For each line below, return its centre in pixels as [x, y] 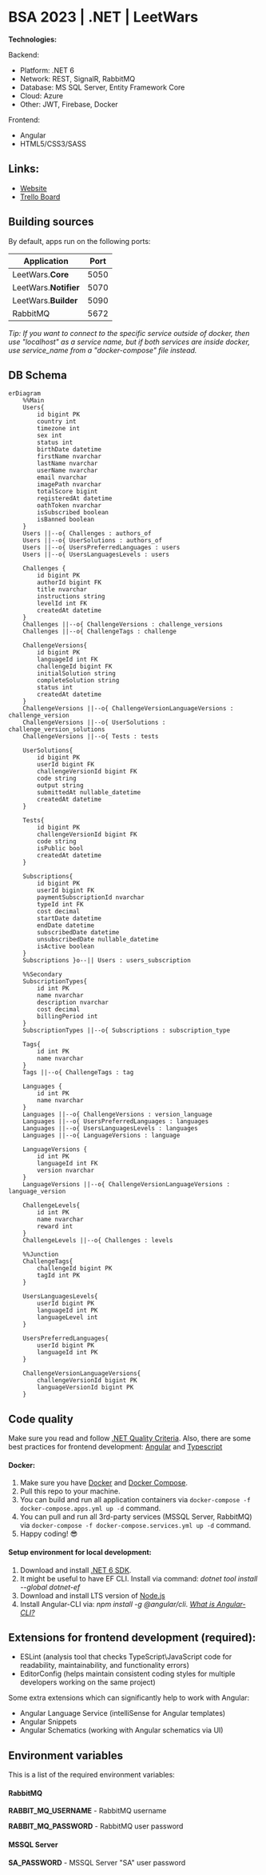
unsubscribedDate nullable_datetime [98, 940]
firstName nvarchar [69, 457]
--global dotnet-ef [50, 1587]
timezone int [59, 429]
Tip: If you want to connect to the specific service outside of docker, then [129, 333]
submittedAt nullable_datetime [89, 793]
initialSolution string [76, 674]
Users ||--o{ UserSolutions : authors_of [92, 541]
